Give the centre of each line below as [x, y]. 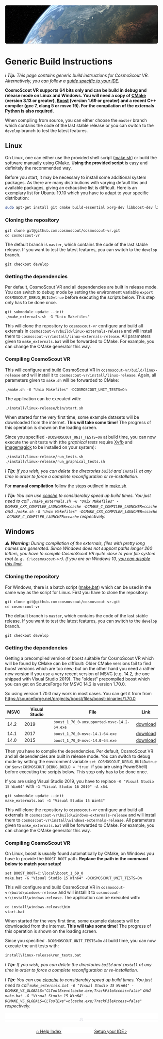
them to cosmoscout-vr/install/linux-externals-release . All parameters [78, 336]
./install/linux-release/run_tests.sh [44, 457]
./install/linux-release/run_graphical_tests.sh [55, 461]
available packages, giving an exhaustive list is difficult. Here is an [71, 187]
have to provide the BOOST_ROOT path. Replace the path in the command [77, 858]
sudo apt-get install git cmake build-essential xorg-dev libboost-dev [79, 207]
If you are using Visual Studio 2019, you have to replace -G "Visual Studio [80, 781]
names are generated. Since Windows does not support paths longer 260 [79, 548]
